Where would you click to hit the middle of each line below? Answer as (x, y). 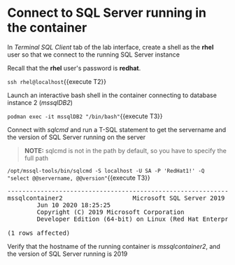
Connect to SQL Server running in (107, 13)
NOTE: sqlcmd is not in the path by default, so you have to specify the (126, 150)
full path (36, 158)
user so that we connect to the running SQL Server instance (94, 55)
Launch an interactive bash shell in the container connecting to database (112, 95)
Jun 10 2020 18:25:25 (74, 205)
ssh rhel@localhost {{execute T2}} (57, 81)
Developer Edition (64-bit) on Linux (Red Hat (118, 219)
